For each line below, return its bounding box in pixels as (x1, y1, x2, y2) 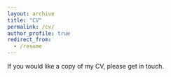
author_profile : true (7, 29, 71, 37)
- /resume (13, 43, 42, 50)
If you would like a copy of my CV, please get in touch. (7, 62, 165, 70)
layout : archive (7, 10, 55, 17)
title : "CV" (7, 17, 42, 24)
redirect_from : (7, 36, 52, 43)
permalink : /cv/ (7, 23, 55, 30)
